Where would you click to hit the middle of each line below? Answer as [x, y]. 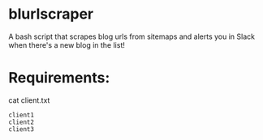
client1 [22, 115]
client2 [22, 122]
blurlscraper [51, 14]
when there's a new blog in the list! [67, 45]
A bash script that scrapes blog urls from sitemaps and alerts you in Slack [132, 36]
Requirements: [59, 78]
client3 [22, 129]
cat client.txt [29, 100]
